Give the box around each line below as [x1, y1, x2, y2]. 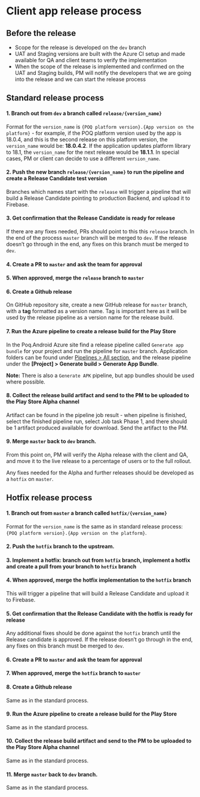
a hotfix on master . [6, 476, 54, 482]
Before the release [6, 28, 76, 38]
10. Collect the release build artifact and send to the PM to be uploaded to [6, 737, 192, 744]
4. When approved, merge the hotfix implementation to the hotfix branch [6, 576, 191, 584]
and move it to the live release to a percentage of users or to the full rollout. [6, 458, 192, 464]
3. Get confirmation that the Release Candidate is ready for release [6, 214, 176, 222]
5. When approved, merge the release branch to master [6, 274, 144, 282]
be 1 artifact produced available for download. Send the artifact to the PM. [6, 424, 188, 431]
